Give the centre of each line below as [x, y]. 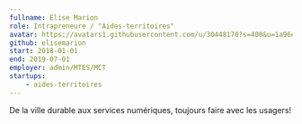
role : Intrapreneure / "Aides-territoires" [92, 26]
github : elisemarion [48, 43]
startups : [28, 76]
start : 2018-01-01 [44, 51]
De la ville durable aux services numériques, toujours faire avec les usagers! [151, 110]
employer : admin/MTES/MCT [58, 68]
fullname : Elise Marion [54, 18]
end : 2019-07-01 [40, 59]
